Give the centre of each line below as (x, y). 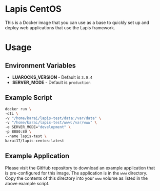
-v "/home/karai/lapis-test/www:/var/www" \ (51, 123)
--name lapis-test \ (26, 136)
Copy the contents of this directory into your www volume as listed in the (76, 178)
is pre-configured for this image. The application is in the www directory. (76, 173)
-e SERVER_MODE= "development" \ (38, 127)
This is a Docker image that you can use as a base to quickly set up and (77, 22)
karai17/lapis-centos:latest (35, 141)
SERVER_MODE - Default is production (51, 82)
